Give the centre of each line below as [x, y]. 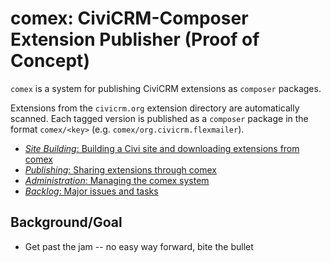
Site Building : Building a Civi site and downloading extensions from [162, 148]
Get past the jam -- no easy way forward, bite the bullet [139, 246]
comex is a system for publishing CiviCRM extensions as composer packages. [166, 88]
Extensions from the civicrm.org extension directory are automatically [155, 108]
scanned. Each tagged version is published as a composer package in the [159, 118]
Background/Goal [66, 222]
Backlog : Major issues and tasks [91, 191]
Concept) [50, 61]
